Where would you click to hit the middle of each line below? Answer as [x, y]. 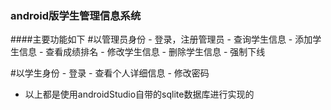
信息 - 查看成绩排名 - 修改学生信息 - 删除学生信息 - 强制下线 [142, 52]
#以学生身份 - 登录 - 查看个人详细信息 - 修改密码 [110, 73]
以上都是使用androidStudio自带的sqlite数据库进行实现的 [139, 94]
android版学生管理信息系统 [76, 15]
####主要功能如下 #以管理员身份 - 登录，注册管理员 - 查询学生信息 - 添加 [161, 39]
